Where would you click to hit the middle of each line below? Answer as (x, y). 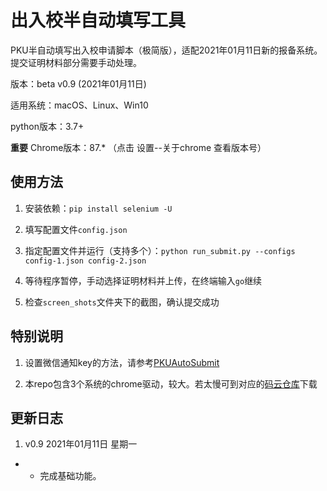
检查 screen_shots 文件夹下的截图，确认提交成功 (122, 302)
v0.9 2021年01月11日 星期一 (81, 444)
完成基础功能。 (70, 476)
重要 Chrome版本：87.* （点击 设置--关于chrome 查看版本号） (138, 147)
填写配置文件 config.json (76, 229)
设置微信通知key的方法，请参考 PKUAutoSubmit (122, 362)
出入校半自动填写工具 (98, 20)
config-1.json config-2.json (85, 261)
